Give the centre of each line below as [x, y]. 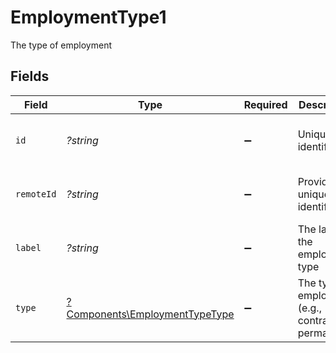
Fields [30, 76]
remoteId [36, 194]
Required [265, 104]
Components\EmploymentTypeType [150, 314]
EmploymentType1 [88, 17]
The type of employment [61, 45]
